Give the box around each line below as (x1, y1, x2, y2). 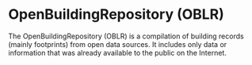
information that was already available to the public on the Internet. (8, 48, 227, 57)
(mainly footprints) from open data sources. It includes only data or (8, 39, 227, 49)
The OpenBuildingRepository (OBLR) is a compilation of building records (8, 31, 244, 41)
